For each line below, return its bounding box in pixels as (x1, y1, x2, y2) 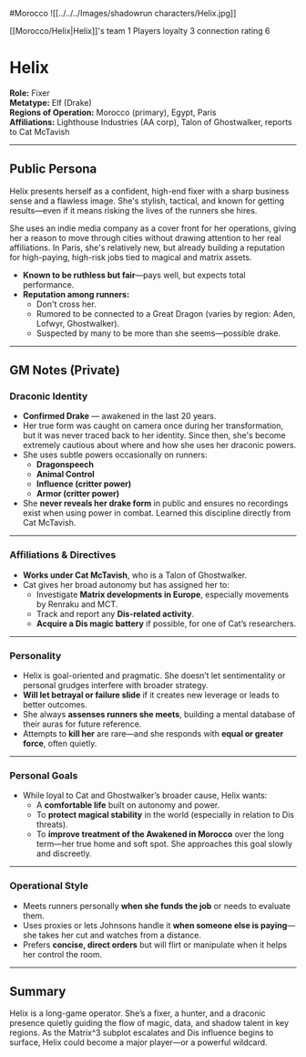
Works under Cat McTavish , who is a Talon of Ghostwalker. (22, 570, 248, 581)
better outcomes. (22, 699, 88, 710)
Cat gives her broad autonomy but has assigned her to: (22, 579, 230, 590)
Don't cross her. (36, 298, 97, 309)
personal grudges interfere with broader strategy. (22, 680, 209, 691)
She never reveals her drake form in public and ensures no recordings (22, 497, 289, 509)
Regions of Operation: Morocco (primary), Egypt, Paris (9, 107, 217, 118)
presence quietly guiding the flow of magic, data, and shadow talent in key (9, 1018, 290, 1029)
